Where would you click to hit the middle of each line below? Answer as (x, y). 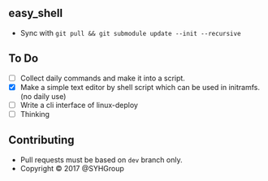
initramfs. (244, 87)
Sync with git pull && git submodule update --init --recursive (130, 32)
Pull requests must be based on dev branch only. (101, 159)
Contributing (41, 140)
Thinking (35, 114)
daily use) (50, 96)
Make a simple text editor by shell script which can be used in (123, 87)
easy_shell (36, 13)
